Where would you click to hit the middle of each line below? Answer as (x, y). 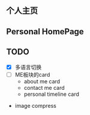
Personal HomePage (45, 31)
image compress (36, 105)
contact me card (44, 87)
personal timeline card (51, 94)
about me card (42, 81)
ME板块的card (32, 74)
